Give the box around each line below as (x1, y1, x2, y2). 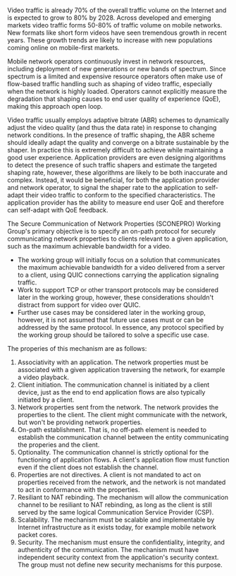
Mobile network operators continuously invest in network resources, (7, 57, 206, 66)
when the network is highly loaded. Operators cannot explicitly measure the (7, 88, 228, 95)
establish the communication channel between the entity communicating (17, 433, 229, 441)
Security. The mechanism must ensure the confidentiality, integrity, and (17, 538, 225, 546)
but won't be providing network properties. (17, 418, 142, 426)
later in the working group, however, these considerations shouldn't (17, 293, 213, 301)
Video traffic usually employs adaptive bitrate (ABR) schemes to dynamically (7, 116, 230, 124)
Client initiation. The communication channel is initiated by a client (17, 380, 210, 389)
